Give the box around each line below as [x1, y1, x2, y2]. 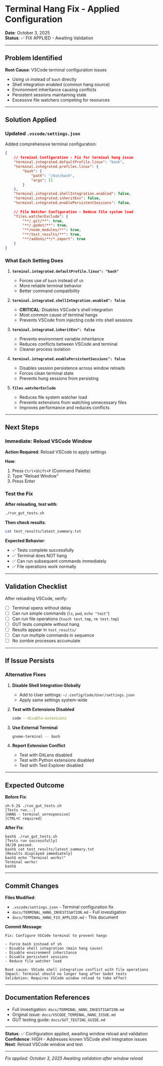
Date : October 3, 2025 [5, 30, 50, 36]
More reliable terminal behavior [19, 283, 82, 288]
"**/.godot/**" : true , [22, 223, 68, 228]
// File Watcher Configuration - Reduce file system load [14, 209, 133, 214]
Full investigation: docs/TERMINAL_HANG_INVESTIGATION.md [12, 1006, 125, 1012]
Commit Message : [5, 924, 43, 930]
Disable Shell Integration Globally [12, 682, 81, 688]
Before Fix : [5, 794, 28, 800]
